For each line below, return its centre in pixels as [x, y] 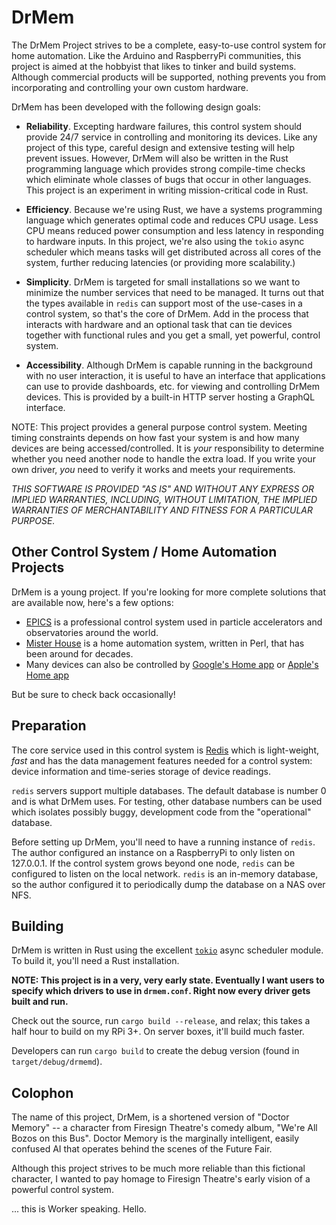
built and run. [40, 1002]
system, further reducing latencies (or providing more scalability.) [160, 262]
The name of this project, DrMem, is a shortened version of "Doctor [150, 1117]
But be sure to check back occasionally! [93, 694]
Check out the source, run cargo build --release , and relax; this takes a [161, 1021]
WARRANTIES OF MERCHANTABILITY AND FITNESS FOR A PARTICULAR [162, 510]
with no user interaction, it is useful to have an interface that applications [175, 375]
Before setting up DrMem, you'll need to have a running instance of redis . [163, 842]
